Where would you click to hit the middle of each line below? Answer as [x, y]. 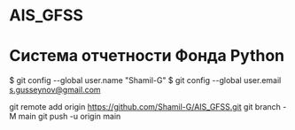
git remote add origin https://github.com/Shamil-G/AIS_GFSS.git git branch [145, 107]
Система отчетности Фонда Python [147, 56]
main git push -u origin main [70, 117]
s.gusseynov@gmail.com [55, 90]
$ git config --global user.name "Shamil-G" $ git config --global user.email [145, 80]
